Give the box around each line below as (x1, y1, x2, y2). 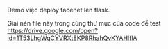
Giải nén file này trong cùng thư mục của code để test (7, 19, 161, 27)
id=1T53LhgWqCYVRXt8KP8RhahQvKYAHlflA (7, 34, 137, 42)
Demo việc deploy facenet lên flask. (7, 6, 110, 14)
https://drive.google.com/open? (7, 27, 99, 35)
